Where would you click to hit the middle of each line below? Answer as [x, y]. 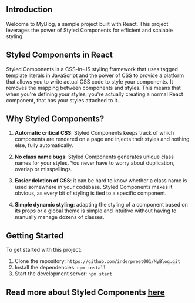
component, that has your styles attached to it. [63, 100]
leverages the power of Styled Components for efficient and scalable [90, 30]
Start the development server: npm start [63, 274]
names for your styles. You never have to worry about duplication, [95, 163]
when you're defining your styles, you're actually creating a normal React [95, 94]
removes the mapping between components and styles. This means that [93, 88]
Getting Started [35, 236]
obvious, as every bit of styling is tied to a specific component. [90, 193]
